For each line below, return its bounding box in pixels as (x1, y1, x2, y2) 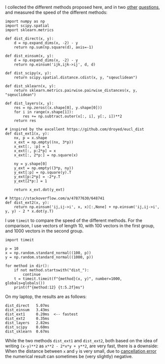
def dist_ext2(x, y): (5, 200, 50, 205)
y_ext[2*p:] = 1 (14, 179, 48, 183)
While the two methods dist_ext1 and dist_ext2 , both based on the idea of (5, 338, 158, 343)
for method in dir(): (5, 263, 50, 268)
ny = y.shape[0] (14, 161, 48, 166)
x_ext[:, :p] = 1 (14, 144, 50, 149)
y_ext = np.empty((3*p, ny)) (14, 166, 74, 171)
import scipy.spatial (5, 23, 50, 28)
